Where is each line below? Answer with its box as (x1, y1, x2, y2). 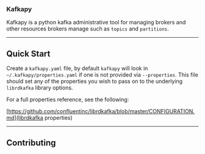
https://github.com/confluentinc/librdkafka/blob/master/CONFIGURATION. (8, 108, 195, 115)
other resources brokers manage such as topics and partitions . (6, 25, 169, 32)
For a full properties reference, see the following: (6, 96, 129, 103)
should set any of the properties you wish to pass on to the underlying (6, 78, 183, 85)
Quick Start (6, 48, 51, 59)
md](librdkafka (6, 114, 44, 122)
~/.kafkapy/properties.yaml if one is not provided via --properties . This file (6, 71, 198, 79)
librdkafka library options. (6, 84, 73, 91)
